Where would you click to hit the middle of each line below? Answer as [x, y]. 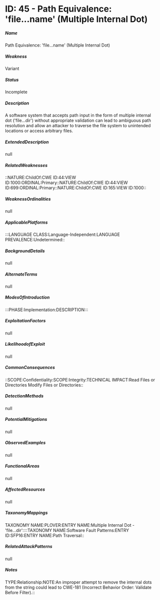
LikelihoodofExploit [25, 344]
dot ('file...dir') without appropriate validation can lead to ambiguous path [78, 120]
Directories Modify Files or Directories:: [44, 385]
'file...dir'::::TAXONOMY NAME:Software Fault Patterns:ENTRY [67, 530]
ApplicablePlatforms [26, 222]
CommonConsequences [30, 367]
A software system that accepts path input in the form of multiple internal [78, 116]
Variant [12, 68]
